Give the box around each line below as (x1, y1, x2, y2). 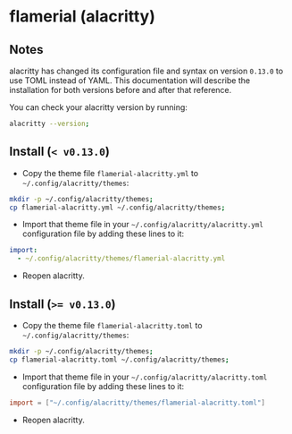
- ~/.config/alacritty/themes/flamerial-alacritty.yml (17, 254, 226, 263)
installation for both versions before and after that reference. (9, 85, 232, 95)
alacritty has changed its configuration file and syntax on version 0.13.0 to (9, 65, 284, 76)
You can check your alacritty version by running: (9, 102, 188, 113)
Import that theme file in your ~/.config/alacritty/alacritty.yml (21, 219, 263, 230)
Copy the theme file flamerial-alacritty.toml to (21, 320, 203, 330)
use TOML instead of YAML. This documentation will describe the (9, 75, 251, 86)
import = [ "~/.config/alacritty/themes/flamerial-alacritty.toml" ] (9, 398, 266, 407)
